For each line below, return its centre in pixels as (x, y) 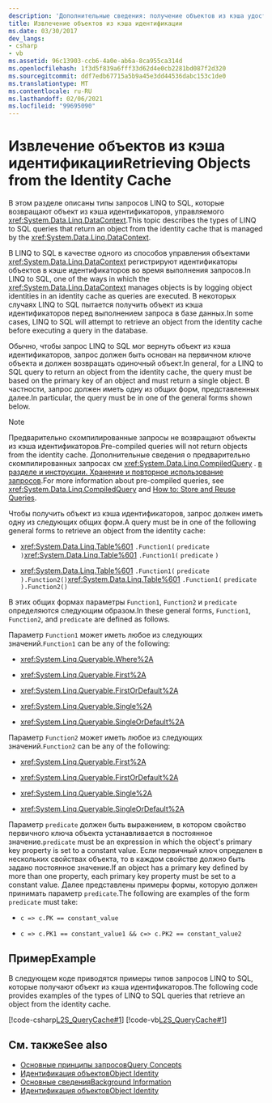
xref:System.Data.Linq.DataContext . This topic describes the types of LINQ (132, 220)
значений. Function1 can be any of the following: (89, 643)
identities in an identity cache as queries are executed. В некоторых (122, 296)
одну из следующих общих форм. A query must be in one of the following (132, 522)
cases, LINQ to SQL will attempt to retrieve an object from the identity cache (136, 322)
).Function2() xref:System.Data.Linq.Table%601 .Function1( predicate (138, 579)
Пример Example (52, 959)
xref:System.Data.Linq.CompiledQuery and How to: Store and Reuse (122, 490)
